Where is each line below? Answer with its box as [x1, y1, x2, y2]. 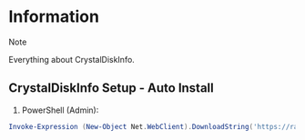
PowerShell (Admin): [21, 105, 99, 115]
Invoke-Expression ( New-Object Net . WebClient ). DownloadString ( [8, 122, 254, 131]
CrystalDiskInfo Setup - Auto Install [8, 80, 215, 96]
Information [8, 6, 99, 27]
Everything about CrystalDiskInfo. [8, 54, 136, 65]
